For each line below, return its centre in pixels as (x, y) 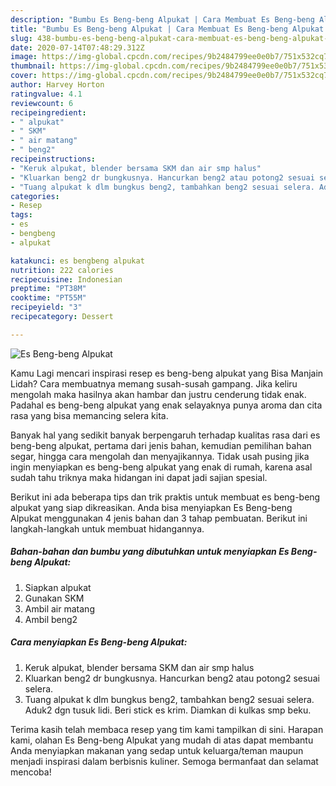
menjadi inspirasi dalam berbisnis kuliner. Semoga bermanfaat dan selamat (164, 761)
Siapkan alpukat (58, 587)
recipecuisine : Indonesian (66, 279)
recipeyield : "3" (46, 307)
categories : (35, 196)
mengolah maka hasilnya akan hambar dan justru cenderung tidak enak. (158, 394)
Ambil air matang (59, 608)
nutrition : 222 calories (62, 270)
